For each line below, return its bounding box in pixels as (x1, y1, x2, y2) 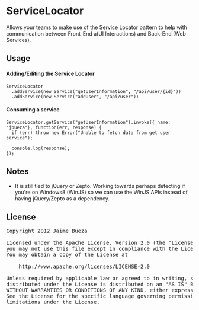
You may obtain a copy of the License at (6, 251, 129, 258)
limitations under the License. (6, 299, 100, 306)
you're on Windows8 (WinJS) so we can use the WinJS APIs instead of (14, 188, 188, 196)
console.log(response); (11, 145, 70, 151)
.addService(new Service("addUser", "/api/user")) (11, 94, 139, 100)
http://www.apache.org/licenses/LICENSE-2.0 (18, 263, 150, 270)
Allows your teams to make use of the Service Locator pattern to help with (6, 24, 188, 31)
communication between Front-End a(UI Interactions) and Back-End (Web (6, 30, 187, 37)
